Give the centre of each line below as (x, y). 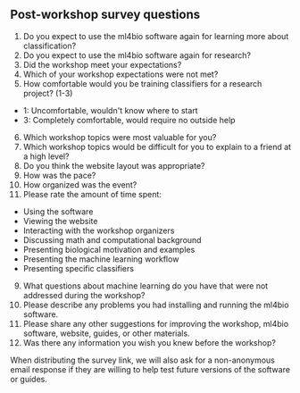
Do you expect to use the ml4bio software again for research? (137, 55)
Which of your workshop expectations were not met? (121, 74)
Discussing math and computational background (112, 239)
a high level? (46, 156)
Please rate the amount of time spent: (92, 194)
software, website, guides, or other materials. (106, 333)
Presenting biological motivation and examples (109, 249)
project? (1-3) (48, 93)
